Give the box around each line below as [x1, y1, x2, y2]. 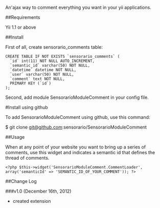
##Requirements [5, 14, 40, 20]
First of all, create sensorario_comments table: [5, 44, 103, 50]
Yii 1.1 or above [5, 24, 36, 30]
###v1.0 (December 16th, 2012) [5, 188, 72, 194]
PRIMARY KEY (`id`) [10, 81, 52, 86]
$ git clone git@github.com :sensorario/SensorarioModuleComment [5, 124, 147, 130]
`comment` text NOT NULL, [10, 76, 65, 81]
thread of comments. [5, 155, 50, 161]
